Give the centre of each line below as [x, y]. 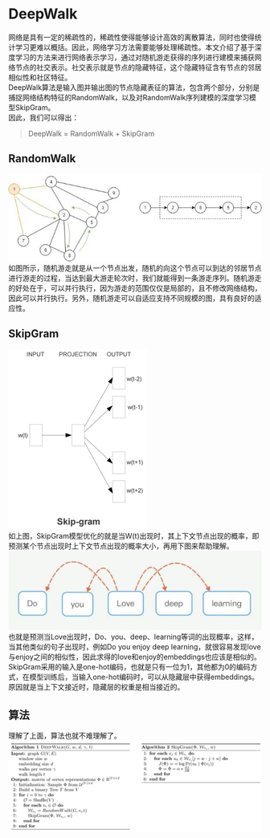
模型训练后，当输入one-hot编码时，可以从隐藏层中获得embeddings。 [144, 677]
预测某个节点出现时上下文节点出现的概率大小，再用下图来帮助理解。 [121, 546]
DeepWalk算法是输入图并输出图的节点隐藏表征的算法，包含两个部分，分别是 [134, 87]
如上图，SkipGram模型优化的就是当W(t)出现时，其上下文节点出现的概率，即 [134, 535]
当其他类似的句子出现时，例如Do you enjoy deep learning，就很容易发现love [135, 647]
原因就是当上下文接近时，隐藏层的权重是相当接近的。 [96, 687]
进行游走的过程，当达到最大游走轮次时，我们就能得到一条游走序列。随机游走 [135, 278]
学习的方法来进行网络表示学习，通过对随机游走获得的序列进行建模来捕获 [135, 57]
